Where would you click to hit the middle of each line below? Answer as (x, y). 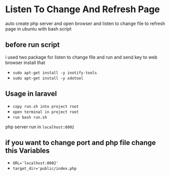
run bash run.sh (30, 117)
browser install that (25, 63)
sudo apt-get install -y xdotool (48, 78)
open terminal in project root (46, 112)
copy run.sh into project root (46, 106)
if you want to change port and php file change (81, 143)
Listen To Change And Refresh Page (83, 9)
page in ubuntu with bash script (39, 28)
